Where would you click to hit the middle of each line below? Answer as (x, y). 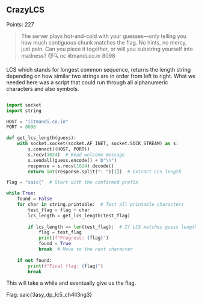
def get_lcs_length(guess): (41, 138)
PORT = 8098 (21, 127)
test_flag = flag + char (59, 210)
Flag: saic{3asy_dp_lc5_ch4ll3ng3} (49, 295)
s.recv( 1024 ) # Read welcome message (76, 155)
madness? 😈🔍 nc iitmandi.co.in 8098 (68, 55)
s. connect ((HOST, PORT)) (59, 149)
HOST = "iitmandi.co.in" (37, 122)
